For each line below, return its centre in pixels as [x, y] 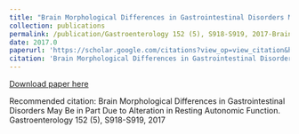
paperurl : [28, 51]
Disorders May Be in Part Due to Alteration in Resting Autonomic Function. [145, 110]
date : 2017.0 [33, 42]
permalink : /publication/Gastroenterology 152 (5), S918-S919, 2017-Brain [151, 34]
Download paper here [49, 84]
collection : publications [57, 26]
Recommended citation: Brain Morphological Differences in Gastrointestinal [147, 101]
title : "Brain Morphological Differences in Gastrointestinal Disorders [147, 17]
